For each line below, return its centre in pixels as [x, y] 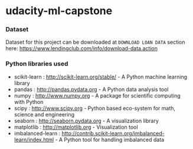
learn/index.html [34, 140]
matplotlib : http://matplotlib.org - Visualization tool [76, 127]
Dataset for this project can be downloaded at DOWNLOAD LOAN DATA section [95, 42]
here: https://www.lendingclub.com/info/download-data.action [81, 48]
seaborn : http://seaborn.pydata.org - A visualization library [86, 121]
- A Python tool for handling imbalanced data [110, 140]
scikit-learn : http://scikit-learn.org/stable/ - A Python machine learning [100, 77]
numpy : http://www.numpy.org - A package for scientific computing [97, 95]
